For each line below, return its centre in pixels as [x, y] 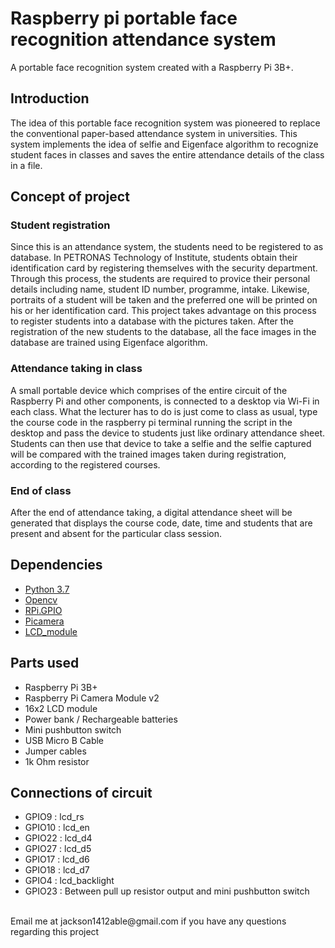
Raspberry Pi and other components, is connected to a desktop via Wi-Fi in [165, 401]
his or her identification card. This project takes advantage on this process [163, 311]
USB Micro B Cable [64, 740]
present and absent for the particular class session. [116, 534]
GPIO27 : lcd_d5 [58, 849]
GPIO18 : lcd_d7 [57, 870]
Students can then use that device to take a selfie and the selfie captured [161, 443]
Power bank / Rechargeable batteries [101, 719]
